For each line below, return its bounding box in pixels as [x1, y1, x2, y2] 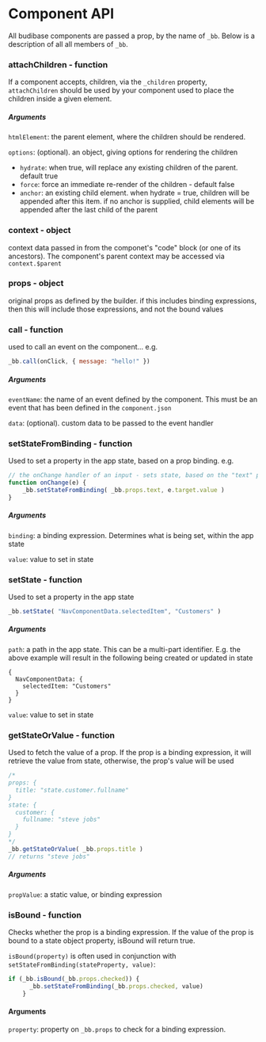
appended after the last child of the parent [19, 205, 158, 215]
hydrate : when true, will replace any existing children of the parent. [19, 163, 238, 173]
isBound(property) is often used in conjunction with [8, 951, 177, 960]
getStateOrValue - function [8, 730, 115, 741]
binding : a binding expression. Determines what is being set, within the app [8, 530, 254, 540]
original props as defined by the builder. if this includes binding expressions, [8, 296, 257, 305]
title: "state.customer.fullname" [15, 786, 129, 794]
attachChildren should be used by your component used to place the [8, 86, 234, 95]
